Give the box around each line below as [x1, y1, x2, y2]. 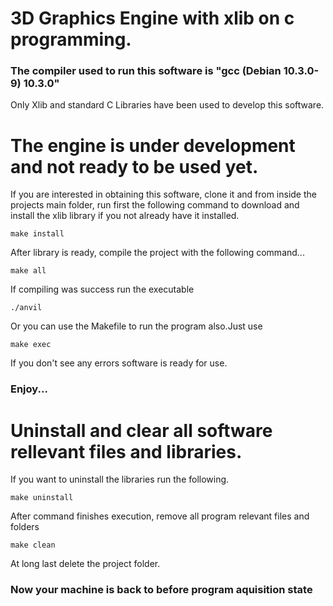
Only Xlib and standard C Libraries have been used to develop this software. [10, 99, 325, 111]
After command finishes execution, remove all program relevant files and [10, 510, 310, 522]
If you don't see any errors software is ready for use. [10, 357, 228, 369]
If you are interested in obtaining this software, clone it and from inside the [10, 188, 317, 201]
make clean [10, 540, 56, 551]
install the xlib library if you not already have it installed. [10, 210, 240, 222]
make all [10, 266, 47, 276]
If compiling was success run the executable [10, 283, 195, 296]
